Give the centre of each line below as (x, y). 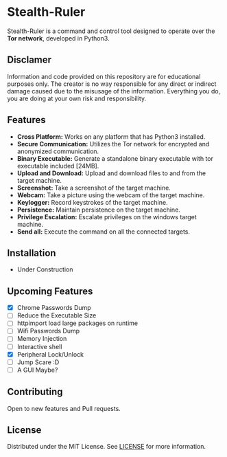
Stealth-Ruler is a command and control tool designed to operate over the (111, 31)
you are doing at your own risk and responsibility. (76, 98)
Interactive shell (39, 346)
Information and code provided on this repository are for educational (104, 76)
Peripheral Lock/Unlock (50, 354)
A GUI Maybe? (37, 370)
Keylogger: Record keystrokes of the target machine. (92, 202)
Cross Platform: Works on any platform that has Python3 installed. (111, 136)
